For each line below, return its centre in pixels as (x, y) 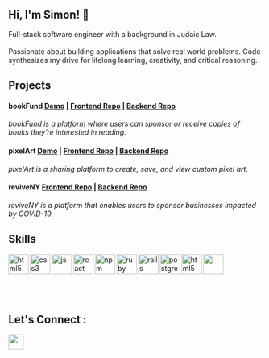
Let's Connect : (48, 320)
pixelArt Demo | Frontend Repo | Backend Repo (89, 151)
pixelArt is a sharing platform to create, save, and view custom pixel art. (128, 169)
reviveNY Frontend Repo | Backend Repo (78, 187)
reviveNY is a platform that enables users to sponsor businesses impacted (132, 205)
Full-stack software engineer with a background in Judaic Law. (113, 34)
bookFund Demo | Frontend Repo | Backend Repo (92, 106)
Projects (30, 85)
